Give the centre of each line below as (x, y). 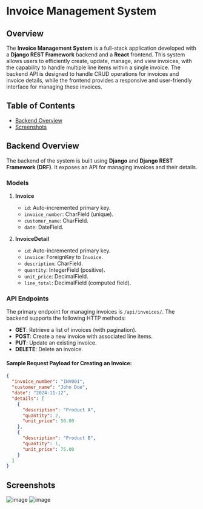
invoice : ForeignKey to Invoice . (63, 257)
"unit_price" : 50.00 (48, 421)
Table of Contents (41, 106)
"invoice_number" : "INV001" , (48, 382)
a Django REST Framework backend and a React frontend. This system (96, 55)
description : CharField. (53, 263)
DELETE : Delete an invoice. (49, 349)
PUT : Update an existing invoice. (56, 343)
